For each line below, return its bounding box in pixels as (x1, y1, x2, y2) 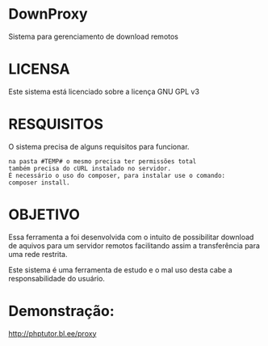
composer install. (8, 179, 70, 187)
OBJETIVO (8, 205, 81, 223)
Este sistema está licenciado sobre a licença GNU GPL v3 (8, 86, 200, 96)
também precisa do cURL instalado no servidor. (8, 164, 172, 172)
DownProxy (8, 5, 88, 23)
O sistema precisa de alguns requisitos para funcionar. (8, 141, 190, 151)
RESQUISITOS (8, 115, 103, 133)
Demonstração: (8, 302, 115, 320)
